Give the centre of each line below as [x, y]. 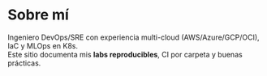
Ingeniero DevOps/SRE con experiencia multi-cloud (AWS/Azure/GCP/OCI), [134, 37]
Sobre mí [39, 15]
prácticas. [24, 63]
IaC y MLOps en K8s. [43, 45]
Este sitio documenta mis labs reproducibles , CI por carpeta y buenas [125, 54]
